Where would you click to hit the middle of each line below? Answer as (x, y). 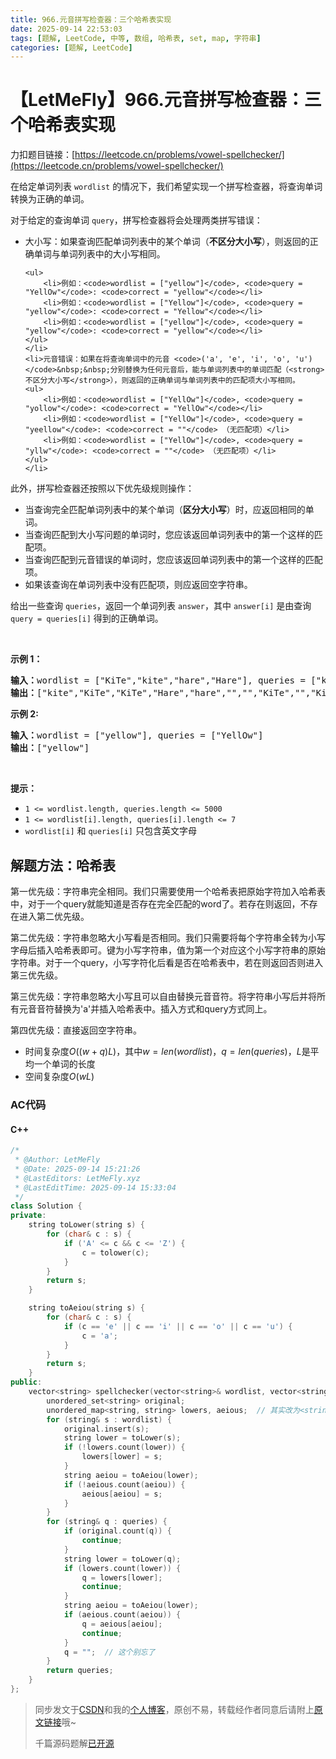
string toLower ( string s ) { (86, 1225)
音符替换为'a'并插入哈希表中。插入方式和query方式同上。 (154, 1009)
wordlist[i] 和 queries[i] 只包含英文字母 (110, 831)
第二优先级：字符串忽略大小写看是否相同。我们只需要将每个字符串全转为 (159, 937)
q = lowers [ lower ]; (122, 1577)
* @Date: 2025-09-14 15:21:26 (77, 1169)
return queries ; (80, 1671)
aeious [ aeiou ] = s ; (122, 1494)
